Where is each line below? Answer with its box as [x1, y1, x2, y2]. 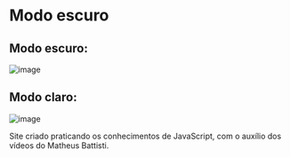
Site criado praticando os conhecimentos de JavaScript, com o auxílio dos [9, 130, 282, 141]
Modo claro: [9, 90, 77, 105]
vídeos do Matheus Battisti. [9, 139, 109, 151]
